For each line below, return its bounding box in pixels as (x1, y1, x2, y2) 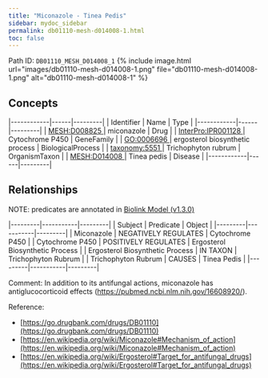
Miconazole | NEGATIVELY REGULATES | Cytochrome (74, 228, 251, 238)
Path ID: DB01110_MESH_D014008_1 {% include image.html (8, 56, 192, 66)
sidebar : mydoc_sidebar (8, 19, 88, 27)
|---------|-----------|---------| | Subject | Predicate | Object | (8, 219, 213, 229)
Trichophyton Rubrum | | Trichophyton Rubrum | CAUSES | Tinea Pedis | (8, 254, 246, 263)
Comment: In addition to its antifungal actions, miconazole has (8, 278, 214, 288)
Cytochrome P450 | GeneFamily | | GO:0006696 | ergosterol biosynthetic (8, 135, 250, 144)
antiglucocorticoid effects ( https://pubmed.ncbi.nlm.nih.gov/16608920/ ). (8, 286, 248, 296)
